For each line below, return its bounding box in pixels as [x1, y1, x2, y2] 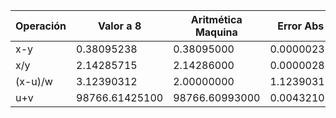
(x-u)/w [15, 75, 53, 88]
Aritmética [190, 13, 243, 26]
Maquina [194, 25, 238, 39]
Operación [15, 19, 67, 33]
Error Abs [277, 19, 325, 33]
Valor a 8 [98, 19, 142, 33]
